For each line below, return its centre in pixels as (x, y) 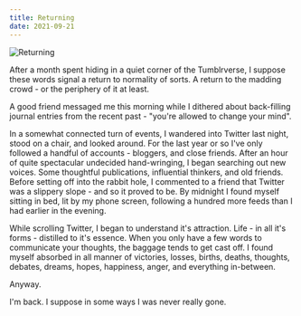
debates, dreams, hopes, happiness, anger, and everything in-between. (142, 266)
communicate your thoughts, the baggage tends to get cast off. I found (141, 247)
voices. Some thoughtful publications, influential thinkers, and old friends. (146, 172)
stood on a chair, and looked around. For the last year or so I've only (136, 143)
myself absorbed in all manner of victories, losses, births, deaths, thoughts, (150, 257)
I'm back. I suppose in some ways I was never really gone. (118, 302)
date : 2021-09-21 (42, 26)
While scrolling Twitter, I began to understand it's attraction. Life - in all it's (148, 228)
